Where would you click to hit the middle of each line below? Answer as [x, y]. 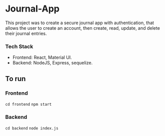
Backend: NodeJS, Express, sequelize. [53, 63]
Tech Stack [19, 46]
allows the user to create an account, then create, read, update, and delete [82, 28]
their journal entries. [26, 33]
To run [16, 79]
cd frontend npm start [28, 104]
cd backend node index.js [32, 128]
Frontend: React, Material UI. [42, 57]
